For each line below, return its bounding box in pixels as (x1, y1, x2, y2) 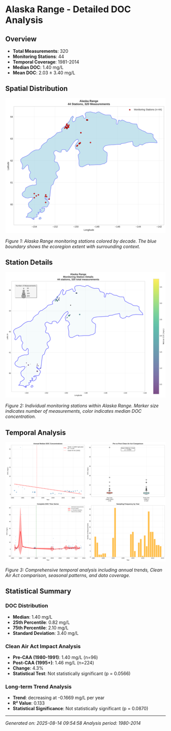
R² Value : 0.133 (12, 700, 45, 706)
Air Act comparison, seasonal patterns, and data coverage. (5, 572, 131, 578)
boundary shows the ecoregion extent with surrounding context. (5, 243, 140, 250)
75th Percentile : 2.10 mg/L (12, 624, 69, 631)
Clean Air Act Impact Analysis (5, 643, 81, 650)
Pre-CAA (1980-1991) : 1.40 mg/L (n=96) (12, 654, 98, 660)
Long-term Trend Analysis (5, 683, 72, 690)
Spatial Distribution (5, 84, 68, 93)
